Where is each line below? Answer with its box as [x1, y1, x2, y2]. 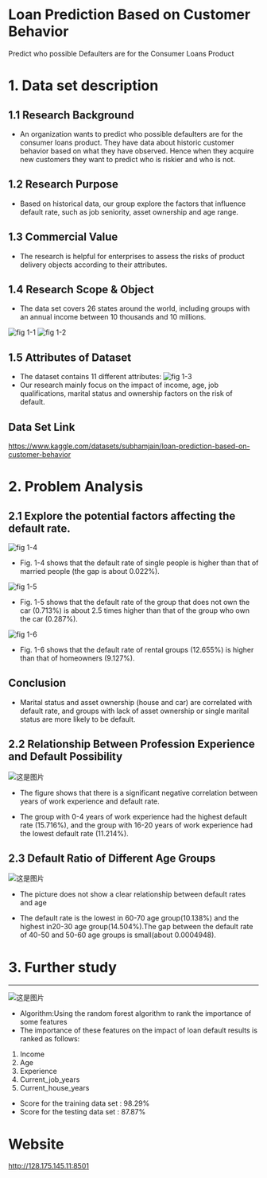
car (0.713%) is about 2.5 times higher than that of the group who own [19, 606, 250, 615]
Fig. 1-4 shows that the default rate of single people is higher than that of [19, 558, 259, 568]
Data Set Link [8, 420, 75, 434]
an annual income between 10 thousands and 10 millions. [19, 312, 207, 322]
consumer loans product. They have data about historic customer [19, 138, 234, 147]
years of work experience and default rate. [19, 796, 161, 806]
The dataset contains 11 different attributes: [19, 372, 161, 382]
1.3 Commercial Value [8, 231, 118, 244]
